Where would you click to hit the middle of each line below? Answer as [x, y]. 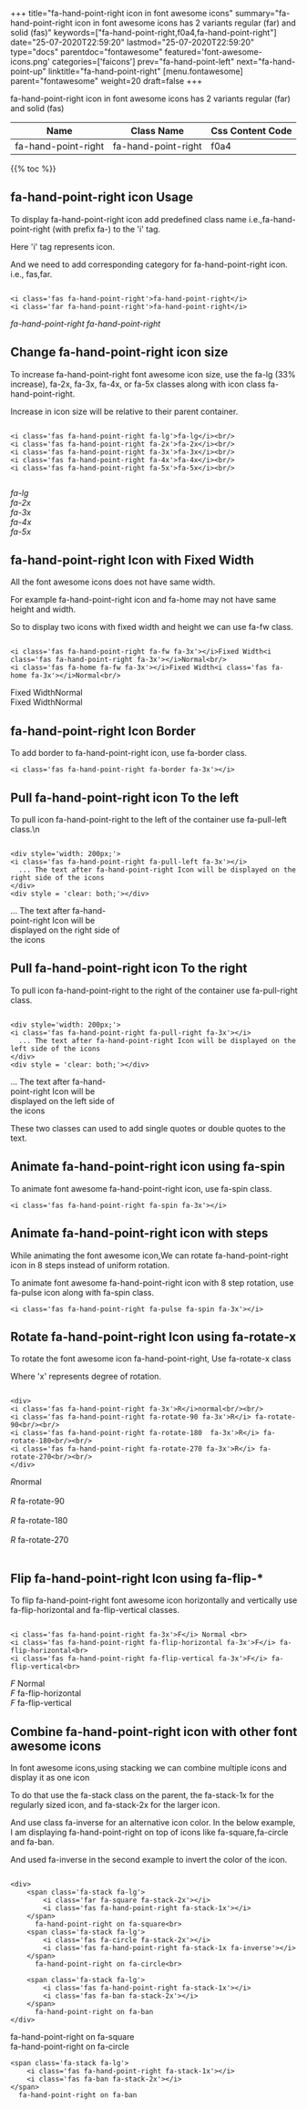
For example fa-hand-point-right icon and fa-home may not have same [143, 600]
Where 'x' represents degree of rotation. [86, 1377]
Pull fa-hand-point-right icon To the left [125, 797]
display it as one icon [50, 1777]
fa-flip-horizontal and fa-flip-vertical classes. [95, 1610]
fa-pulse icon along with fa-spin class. [82, 1292]
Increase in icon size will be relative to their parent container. [124, 411]
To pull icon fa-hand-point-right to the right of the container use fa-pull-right [154, 990]
